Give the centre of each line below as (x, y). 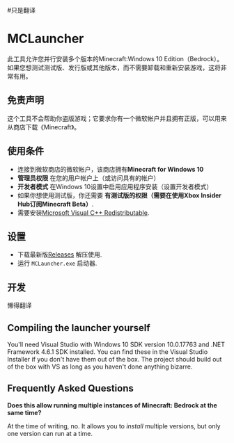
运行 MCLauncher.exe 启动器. (57, 264)
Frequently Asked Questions (71, 388)
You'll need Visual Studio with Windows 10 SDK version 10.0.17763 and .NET (116, 344)
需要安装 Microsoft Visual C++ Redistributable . (83, 212)
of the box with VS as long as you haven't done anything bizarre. (100, 367)
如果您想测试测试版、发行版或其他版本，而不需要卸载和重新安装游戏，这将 (114, 67)
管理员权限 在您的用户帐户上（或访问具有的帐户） (88, 178)
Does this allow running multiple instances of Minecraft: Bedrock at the (112, 405)
